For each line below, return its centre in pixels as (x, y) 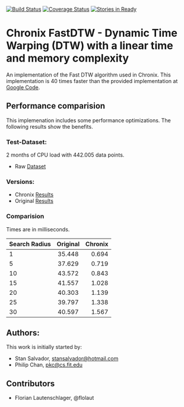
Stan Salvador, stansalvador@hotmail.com (66, 358)
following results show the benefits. (50, 126)
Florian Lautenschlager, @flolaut (54, 398)
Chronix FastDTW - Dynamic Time (92, 33)
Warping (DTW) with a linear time (90, 46)
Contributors (31, 384)
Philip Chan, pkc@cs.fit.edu (49, 365)
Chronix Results (34, 195)
